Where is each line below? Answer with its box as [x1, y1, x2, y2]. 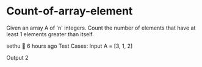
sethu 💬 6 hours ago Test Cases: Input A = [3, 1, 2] [6, 42, 133, 49]
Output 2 [6, 54, 29, 61]
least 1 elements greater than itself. [6, 30, 94, 37]
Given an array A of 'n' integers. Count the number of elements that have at [6, 24, 196, 31]
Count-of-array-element [6, 4, 133, 18]
